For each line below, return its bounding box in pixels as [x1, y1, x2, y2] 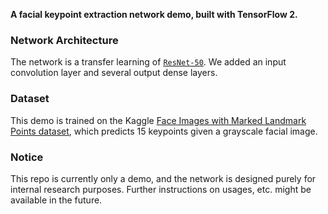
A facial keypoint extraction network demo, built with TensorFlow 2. [10, 9, 298, 20]
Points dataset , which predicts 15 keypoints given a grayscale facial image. [10, 125, 318, 137]
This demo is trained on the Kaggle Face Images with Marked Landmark [10, 114, 307, 126]
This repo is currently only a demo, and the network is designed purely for [10, 172, 317, 184]
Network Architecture [10, 33, 119, 47]
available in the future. [10, 194, 103, 206]
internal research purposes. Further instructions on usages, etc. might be [10, 183, 312, 195]
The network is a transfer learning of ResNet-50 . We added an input [10, 56, 287, 68]
